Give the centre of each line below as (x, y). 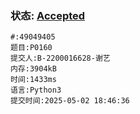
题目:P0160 (31, 48)
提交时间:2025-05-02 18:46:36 (70, 101)
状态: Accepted (48, 15)
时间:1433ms (33, 80)
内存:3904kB (33, 69)
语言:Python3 (36, 90)
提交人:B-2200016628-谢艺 (60, 58)
